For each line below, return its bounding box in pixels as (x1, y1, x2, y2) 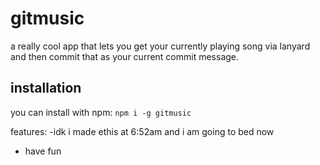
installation (10, 80, 82, 97)
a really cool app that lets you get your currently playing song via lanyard (10, 40, 311, 52)
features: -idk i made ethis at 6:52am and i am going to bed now (10, 125, 275, 137)
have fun (24, 145, 62, 157)
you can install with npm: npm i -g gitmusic (10, 106, 192, 118)
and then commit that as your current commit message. (10, 50, 240, 62)
